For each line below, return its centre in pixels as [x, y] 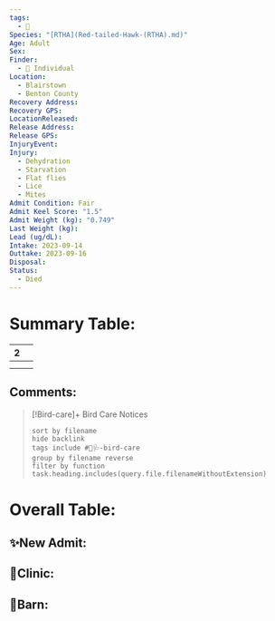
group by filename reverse [82, 458]
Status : [24, 271]
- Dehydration [44, 161]
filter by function [68, 466]
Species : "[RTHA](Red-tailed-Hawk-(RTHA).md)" [99, 34]
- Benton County [48, 93]
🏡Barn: [29, 604]
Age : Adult [30, 43]
